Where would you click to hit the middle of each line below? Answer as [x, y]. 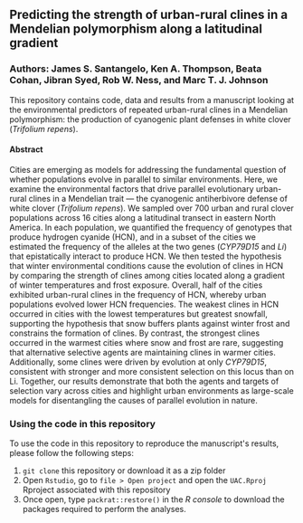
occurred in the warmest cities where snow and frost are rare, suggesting [147, 342]
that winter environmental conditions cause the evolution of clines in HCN [147, 265]
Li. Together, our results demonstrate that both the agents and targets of [144, 381]
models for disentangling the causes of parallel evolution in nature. [133, 400]
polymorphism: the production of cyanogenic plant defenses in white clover [150, 119]
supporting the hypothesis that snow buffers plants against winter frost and [150, 323]
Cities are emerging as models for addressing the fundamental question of [148, 169]
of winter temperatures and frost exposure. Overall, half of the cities [136, 285]
